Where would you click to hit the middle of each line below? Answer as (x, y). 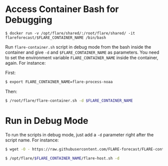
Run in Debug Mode (47, 121)
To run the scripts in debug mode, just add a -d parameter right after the (79, 134)
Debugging (29, 20)
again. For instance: (25, 63)
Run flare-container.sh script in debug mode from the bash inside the (78, 47)
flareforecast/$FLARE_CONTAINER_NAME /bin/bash (56, 38)
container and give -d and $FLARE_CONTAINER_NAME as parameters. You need (82, 52)
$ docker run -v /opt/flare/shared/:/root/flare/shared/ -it (70, 33)
